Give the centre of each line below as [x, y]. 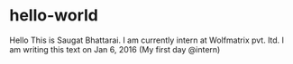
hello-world [54, 16]
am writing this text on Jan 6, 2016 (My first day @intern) [115, 49]
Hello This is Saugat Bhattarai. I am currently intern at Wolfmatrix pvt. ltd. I [146, 40]
